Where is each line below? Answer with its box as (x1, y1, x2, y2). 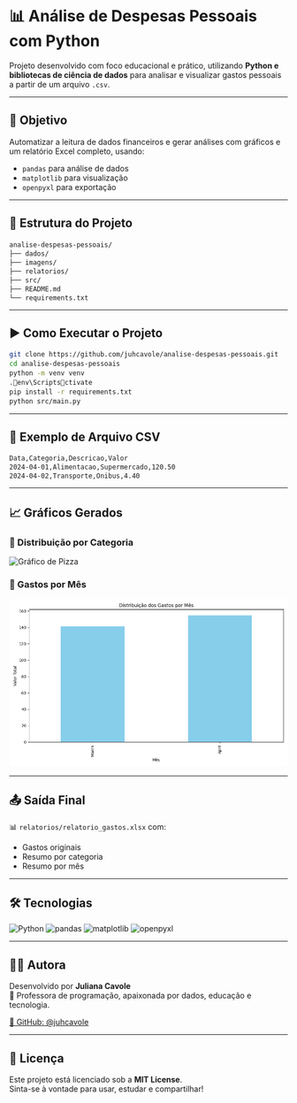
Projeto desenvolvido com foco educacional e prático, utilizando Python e (9, 60, 279, 71)
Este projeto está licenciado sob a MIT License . (9, 1075, 183, 1085)
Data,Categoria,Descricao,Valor (9, 454, 128, 463)
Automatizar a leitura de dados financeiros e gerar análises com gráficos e (9, 136, 281, 147)
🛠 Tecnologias (9, 896, 93, 911)
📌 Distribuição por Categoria (9, 536, 134, 548)
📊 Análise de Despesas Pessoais (9, 6, 258, 27)
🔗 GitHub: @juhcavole (9, 1017, 89, 1028)
